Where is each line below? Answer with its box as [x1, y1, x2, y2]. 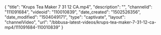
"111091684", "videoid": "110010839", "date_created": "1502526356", [4, 9, 141, 15]
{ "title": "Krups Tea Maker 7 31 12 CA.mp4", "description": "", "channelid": [4, 4, 153, 10]
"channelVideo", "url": [4, 19, 49, 25]
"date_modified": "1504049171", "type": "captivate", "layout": [4, 14, 126, 20]
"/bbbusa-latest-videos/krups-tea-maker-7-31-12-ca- [49, 19, 157, 25]
